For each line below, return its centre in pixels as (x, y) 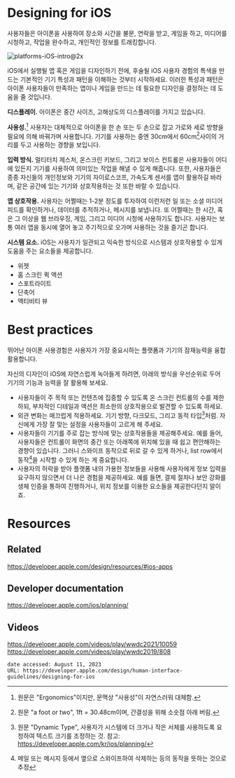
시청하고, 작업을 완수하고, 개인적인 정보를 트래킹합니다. (82, 42)
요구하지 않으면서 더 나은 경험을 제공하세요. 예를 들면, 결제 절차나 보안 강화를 (122, 477)
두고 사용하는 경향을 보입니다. (60, 145)
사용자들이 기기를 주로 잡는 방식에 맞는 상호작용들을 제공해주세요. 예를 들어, (120, 433)
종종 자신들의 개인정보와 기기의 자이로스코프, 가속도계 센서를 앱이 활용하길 (108, 178)
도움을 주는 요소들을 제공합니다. (50, 251)
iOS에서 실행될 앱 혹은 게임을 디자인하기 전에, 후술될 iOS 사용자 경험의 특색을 (112, 70)
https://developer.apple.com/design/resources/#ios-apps (90, 566)
